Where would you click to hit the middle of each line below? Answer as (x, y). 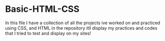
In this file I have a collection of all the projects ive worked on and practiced (83, 23)
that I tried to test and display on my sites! (48, 33)
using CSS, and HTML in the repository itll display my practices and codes (81, 28)
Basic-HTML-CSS (42, 9)
